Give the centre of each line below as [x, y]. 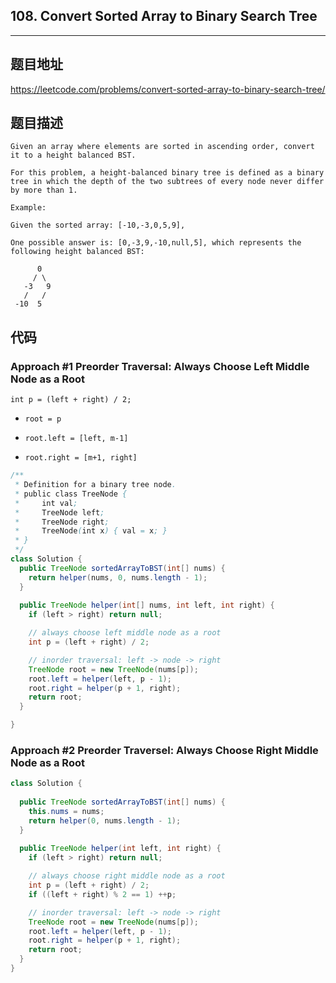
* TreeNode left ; [59, 512]
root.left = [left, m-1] [76, 439]
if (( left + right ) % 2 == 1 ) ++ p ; [102, 894]
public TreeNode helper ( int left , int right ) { [120, 849]
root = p [43, 419]
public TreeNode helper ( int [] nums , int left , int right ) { [147, 605]
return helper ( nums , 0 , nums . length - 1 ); [118, 577]
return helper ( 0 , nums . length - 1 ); [105, 820]
